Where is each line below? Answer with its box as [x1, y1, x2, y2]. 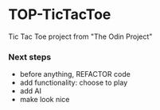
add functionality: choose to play [19, 78, 128, 88]
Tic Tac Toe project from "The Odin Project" [8, 32, 153, 41]
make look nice [19, 95, 70, 104]
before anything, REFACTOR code [19, 70, 131, 79]
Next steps [8, 51, 52, 63]
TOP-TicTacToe [8, 6, 111, 24]
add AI [19, 86, 42, 96]
